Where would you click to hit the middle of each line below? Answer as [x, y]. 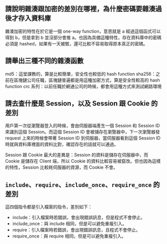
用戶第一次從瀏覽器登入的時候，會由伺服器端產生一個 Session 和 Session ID [83, 125]
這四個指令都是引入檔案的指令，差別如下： [49, 207]
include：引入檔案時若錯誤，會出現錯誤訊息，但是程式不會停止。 [79, 218]
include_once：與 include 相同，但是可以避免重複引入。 [70, 224]
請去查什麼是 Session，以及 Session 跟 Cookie [78, 104]
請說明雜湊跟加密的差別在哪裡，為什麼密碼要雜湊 [80, 9]
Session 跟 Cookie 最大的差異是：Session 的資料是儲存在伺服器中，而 [77, 155]
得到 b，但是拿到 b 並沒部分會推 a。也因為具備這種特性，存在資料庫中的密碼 [83, 37]
